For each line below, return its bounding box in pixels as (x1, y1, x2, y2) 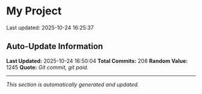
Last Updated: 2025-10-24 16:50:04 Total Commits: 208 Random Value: (6, 57, 188, 64)
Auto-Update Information (6, 41, 103, 51)
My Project (6, 4, 62, 18)
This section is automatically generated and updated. (6, 81, 139, 88)
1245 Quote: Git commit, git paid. (6, 63, 89, 71)
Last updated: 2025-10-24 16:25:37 (6, 24, 94, 31)
